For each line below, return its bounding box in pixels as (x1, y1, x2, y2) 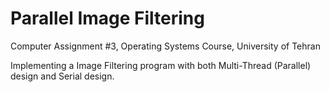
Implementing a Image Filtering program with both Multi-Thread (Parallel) (10, 59, 312, 71)
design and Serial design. (10, 70, 115, 82)
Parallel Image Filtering (10, 7, 205, 30)
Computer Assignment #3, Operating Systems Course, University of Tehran (10, 40, 321, 52)
